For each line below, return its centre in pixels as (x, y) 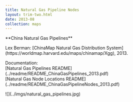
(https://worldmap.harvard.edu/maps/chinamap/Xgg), (60, 53)
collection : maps (23, 24)
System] (115, 48)
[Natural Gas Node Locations (35, 79)
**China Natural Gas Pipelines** (39, 38)
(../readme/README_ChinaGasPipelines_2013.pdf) (57, 74)
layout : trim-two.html (29, 15)
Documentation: (22, 63)
